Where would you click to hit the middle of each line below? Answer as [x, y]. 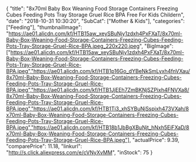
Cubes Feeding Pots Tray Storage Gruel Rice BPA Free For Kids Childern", [95, 15]
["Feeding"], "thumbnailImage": [44, 27]
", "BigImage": [156, 46]
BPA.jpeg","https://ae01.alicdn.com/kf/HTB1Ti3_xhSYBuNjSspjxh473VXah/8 [98, 109]
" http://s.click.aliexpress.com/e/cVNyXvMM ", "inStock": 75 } [79, 152]
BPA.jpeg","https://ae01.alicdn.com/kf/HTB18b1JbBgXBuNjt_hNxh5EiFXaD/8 [98, 127]
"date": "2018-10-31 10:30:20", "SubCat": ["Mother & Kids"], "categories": [95, 21]
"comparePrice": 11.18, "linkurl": [44, 146]
